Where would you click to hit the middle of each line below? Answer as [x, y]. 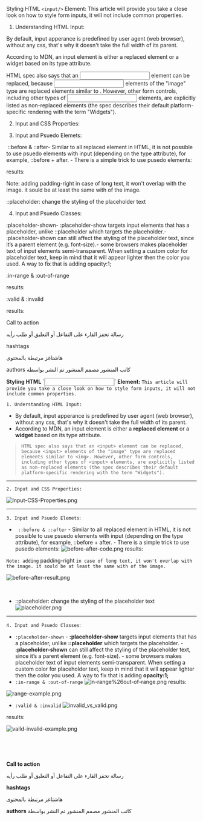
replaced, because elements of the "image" [96, 83]
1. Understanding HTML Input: [44, 404]
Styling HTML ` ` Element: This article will [97, 382]
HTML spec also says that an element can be [98, 75]
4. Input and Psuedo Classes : [44, 625]
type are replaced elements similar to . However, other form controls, [92, 91]
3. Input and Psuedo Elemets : [44, 518]
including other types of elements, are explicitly [101, 98]
